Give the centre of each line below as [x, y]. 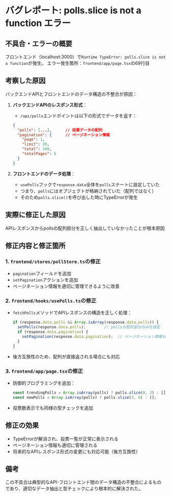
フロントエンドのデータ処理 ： [44, 173]
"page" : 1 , [34, 140]
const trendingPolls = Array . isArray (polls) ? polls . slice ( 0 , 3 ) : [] [89, 393]
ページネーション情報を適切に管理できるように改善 [66, 286]
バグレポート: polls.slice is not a [73, 10]
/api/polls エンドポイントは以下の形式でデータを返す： [79, 116]
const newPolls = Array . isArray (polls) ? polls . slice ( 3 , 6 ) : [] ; [84, 397]
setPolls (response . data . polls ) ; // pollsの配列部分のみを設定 [89, 327]
